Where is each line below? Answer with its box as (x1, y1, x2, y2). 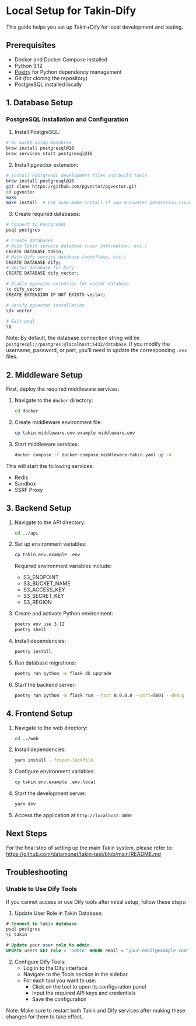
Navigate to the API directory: (14, 519, 86, 526)
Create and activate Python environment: (14, 610, 114, 617)
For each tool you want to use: (23, 977, 96, 984)
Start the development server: (14, 790, 87, 797)
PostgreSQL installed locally (14, 81, 82, 88)
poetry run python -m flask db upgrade (14, 670, 112, 676)
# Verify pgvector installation (6, 302, 85, 308)
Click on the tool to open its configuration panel (32, 983, 146, 990)
